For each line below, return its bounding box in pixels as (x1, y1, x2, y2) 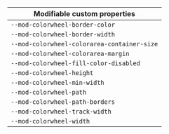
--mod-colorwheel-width (11, 117, 90, 125)
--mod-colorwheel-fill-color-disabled (11, 60, 140, 67)
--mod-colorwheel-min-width (11, 79, 104, 86)
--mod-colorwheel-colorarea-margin (11, 50, 130, 58)
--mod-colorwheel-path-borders (11, 98, 116, 106)
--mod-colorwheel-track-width (11, 108, 112, 115)
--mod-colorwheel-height (11, 69, 94, 76)
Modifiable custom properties (34, 9, 135, 18)
